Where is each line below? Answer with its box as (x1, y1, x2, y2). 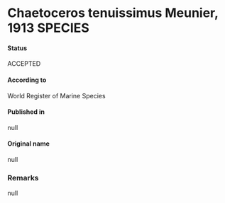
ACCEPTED (7, 59, 41, 68)
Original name (7, 139, 50, 148)
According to (7, 76, 47, 84)
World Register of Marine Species (7, 91, 106, 100)
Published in (7, 108, 45, 116)
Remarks (7, 173, 39, 182)
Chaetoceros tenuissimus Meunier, (7, 5, 219, 21)
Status (7, 44, 28, 52)
